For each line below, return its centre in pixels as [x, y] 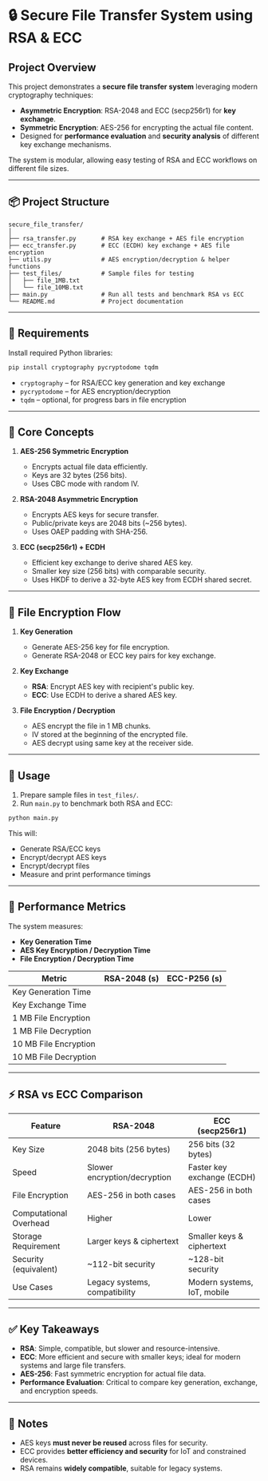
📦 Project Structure [59, 202]
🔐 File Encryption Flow [65, 612]
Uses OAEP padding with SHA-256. [90, 531]
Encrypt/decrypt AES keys [63, 857]
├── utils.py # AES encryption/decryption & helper [119, 259]
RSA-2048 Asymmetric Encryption [79, 500]
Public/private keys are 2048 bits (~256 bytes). [109, 524]
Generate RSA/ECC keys [60, 849]
